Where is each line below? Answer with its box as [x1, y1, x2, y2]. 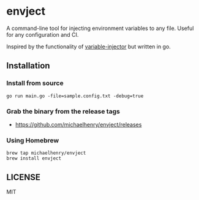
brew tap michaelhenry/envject [6, 150, 86, 157]
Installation [6, 61, 50, 71]
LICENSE [6, 172, 41, 182]
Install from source [6, 79, 64, 87]
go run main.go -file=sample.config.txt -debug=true [6, 93, 144, 99]
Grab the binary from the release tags [6, 107, 121, 116]
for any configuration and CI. [6, 31, 79, 38]
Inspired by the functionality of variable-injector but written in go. [6, 43, 171, 50]
